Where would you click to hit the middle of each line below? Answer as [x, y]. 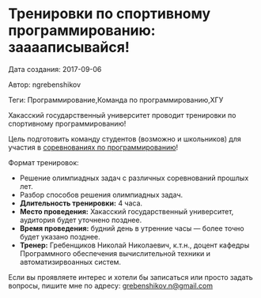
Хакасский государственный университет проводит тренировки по [122, 115]
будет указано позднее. [60, 236]
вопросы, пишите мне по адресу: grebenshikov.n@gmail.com [111, 285]
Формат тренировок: [43, 162]
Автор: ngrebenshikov [45, 85]
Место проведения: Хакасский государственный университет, [127, 211]
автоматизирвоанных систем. [70, 262]
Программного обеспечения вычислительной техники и [115, 253]
